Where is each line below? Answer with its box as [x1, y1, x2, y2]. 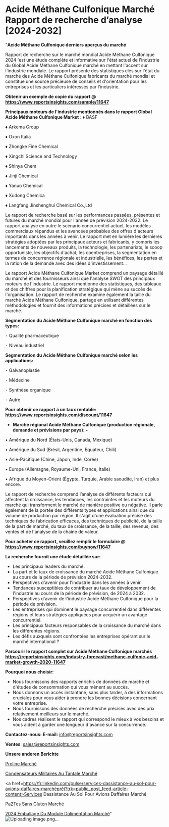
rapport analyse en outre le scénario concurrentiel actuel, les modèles [5, 222, 151, 228]
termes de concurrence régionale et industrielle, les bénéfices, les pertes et [5, 255, 163, 261]
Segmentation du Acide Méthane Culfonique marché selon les [5, 352, 138, 358]
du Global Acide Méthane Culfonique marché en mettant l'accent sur [5, 62, 148, 68]
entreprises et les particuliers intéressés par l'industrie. [5, 83, 120, 89]
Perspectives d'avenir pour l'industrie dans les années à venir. [12, 579, 142, 586]
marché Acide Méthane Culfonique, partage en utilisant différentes [5, 297, 144, 303]
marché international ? [12, 638, 60, 645]
